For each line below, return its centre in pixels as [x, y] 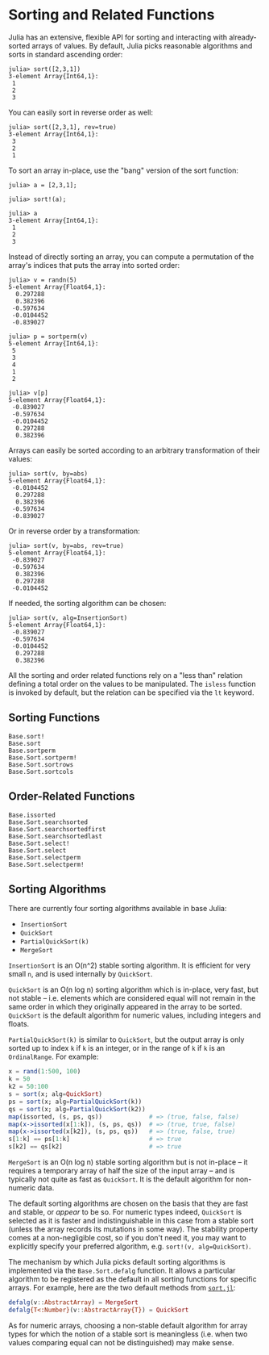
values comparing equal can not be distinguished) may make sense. [121, 1342]
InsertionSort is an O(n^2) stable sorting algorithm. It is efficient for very [130, 965]
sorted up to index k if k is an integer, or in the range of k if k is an [117, 1048]
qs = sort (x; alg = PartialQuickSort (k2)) [77, 1109]
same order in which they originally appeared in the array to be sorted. [125, 1007]
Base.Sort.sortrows [41, 764]
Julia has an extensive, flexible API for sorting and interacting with [118, 37]
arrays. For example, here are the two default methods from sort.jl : [122, 1288]
